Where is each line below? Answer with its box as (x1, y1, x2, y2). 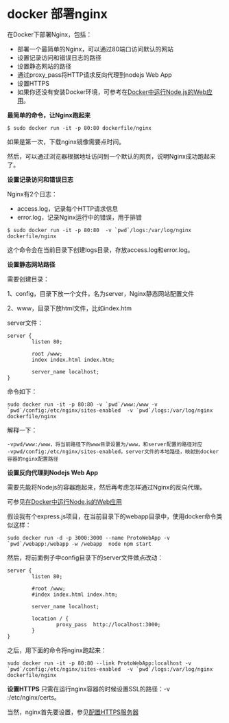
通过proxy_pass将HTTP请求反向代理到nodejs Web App (16, 70, 173, 79)
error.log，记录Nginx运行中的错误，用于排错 (16, 213, 143, 221)
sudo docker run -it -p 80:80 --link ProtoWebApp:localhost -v (7, 660, 192, 667)
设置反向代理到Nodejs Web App (7, 468, 98, 477)
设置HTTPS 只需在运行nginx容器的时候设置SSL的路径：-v (7, 685, 170, 693)
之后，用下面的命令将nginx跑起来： (7, 646, 108, 654)
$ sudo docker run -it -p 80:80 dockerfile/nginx (7, 124, 152, 131)
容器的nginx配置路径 (7, 455, 59, 462)
